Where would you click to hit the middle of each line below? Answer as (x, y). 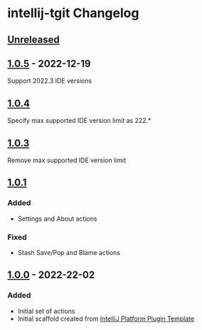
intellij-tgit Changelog (73, 13)
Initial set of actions (46, 311)
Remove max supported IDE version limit (67, 160)
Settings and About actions (57, 219)
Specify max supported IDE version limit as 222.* (79, 121)
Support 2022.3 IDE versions (50, 81)
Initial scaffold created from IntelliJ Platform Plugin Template (106, 319)
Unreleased (34, 40)
